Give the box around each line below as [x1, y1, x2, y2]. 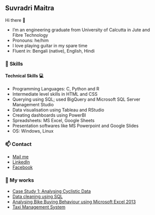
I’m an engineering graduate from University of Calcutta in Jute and [12, 27, 150, 33]
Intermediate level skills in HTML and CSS [12, 91, 98, 97]
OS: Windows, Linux [12, 128, 53, 134]
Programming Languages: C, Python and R [12, 85, 100, 91]
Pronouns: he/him [12, 37, 49, 43]
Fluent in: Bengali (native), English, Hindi [12, 48, 95, 54]
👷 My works [5, 177, 35, 184]
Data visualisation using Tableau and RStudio [12, 107, 104, 113]
